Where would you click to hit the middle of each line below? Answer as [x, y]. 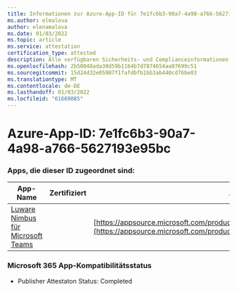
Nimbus [24, 218]
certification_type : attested [52, 53]
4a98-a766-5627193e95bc [89, 149]
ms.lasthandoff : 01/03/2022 [49, 92]
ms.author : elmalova [38, 20]
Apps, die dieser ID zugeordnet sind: [71, 171]
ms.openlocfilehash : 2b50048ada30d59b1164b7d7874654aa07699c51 [102, 66]
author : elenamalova [38, 27]
